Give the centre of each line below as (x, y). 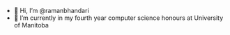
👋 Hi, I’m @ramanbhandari (51, 11)
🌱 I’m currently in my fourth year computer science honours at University (118, 18)
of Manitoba (31, 25)
